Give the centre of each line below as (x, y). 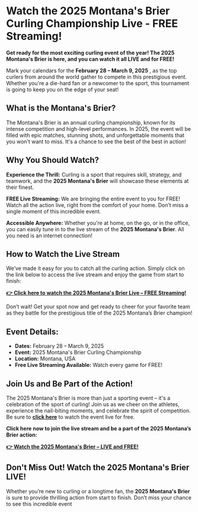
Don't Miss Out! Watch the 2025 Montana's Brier (98, 468)
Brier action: (22, 435)
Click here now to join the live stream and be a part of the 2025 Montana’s (99, 428)
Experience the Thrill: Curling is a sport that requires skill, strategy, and (94, 174)
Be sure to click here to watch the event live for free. (71, 417)
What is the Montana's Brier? (61, 108)
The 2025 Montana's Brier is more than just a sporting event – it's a (88, 398)
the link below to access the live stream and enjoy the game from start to (95, 275)
